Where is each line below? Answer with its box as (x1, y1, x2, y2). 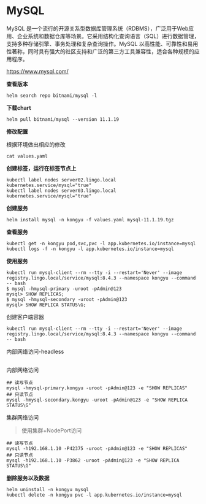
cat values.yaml (6, 153, 48, 159)
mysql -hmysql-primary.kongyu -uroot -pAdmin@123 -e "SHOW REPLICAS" (6, 384, 188, 391)
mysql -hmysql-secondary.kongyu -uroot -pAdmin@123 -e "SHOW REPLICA (6, 397, 188, 403)
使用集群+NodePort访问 (21, 427, 82, 434)
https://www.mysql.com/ (6, 67, 69, 75)
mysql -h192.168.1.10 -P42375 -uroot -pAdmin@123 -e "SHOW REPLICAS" (6, 445, 188, 451)
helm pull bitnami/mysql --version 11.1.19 (6, 116, 120, 123)
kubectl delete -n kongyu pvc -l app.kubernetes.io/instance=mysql (6, 492, 183, 498)
